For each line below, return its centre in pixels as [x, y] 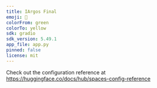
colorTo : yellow [26, 28]
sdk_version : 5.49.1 [32, 39]
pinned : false [24, 50]
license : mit [22, 56]
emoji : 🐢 [17, 17]
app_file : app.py [28, 45]
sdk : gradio [21, 34]
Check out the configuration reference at [56, 72]
